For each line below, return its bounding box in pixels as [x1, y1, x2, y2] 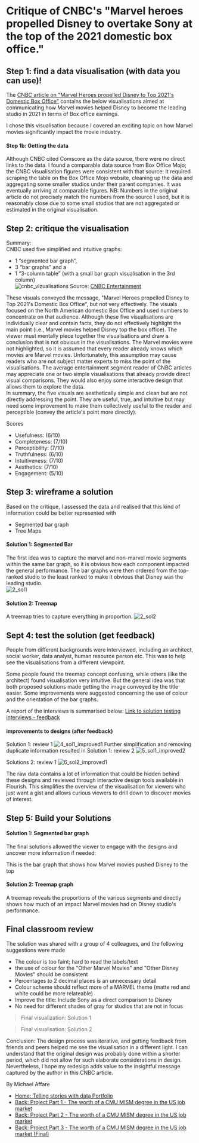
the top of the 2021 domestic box [6, 30, 173, 43]
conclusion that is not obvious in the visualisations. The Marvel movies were [6, 339, 193, 346]
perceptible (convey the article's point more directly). [6, 408, 137, 416]
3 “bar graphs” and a [14, 264, 67, 271]
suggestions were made [6, 946, 66, 953]
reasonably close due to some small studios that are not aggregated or [6, 200, 180, 207]
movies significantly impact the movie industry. [6, 129, 122, 135]
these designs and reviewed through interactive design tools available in [6, 777, 184, 784]
